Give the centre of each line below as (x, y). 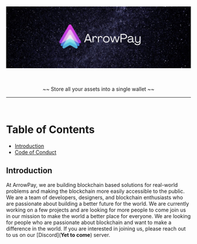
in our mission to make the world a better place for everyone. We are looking (98, 216)
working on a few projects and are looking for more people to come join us (96, 210)
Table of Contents (50, 130)
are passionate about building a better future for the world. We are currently (98, 203)
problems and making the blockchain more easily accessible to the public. (95, 191)
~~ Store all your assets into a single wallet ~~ (98, 89)
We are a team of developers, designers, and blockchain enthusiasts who (95, 197)
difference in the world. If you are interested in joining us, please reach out (96, 228)
